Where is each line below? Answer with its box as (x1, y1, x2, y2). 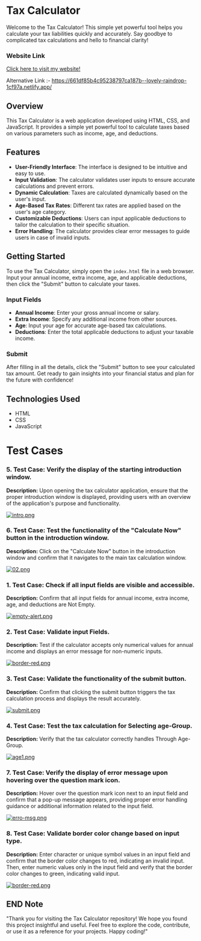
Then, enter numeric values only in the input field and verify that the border (6, 863, 193, 870)
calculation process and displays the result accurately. (6, 695, 141, 702)
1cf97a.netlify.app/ (6, 83, 52, 91)
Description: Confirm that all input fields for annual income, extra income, (6, 594, 190, 602)
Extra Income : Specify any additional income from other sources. (14, 315, 178, 323)
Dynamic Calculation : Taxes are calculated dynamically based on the (14, 188, 188, 196)
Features (6, 147, 40, 158)
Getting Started (6, 251, 66, 262)
